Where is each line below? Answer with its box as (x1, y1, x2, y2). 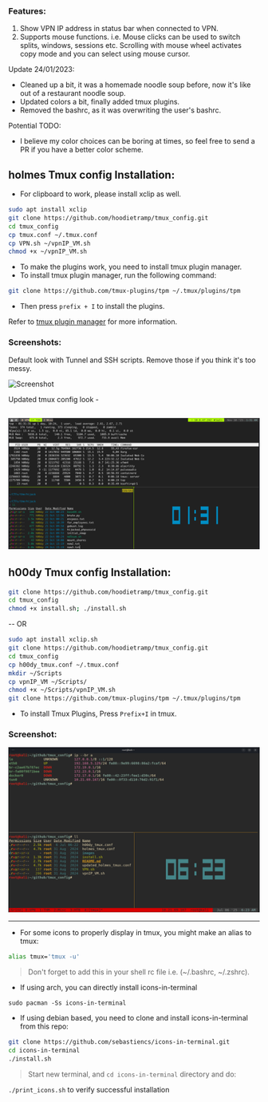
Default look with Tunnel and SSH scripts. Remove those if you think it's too (8, 355, 257, 365)
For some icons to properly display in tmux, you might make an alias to (19, 928, 252, 938)
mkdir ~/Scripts (8, 669, 62, 677)
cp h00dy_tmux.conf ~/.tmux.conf (8, 661, 120, 669)
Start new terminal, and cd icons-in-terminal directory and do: (27, 1069, 237, 1079)
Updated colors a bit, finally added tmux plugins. (19, 97, 180, 107)
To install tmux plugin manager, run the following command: (19, 271, 217, 280)
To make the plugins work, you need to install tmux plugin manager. (19, 262, 242, 272)
